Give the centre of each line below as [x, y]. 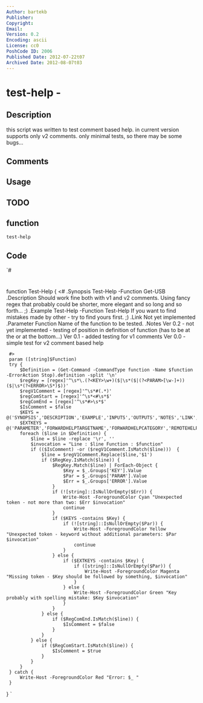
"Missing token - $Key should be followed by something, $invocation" [97, 577]
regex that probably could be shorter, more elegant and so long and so [94, 304]
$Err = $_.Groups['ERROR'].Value [105, 481]
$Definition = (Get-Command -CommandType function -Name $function [106, 370]
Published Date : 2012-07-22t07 [46, 57]
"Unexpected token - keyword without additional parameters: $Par [92, 535]
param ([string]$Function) [43, 359]
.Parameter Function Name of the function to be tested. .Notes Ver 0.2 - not [100, 324]
